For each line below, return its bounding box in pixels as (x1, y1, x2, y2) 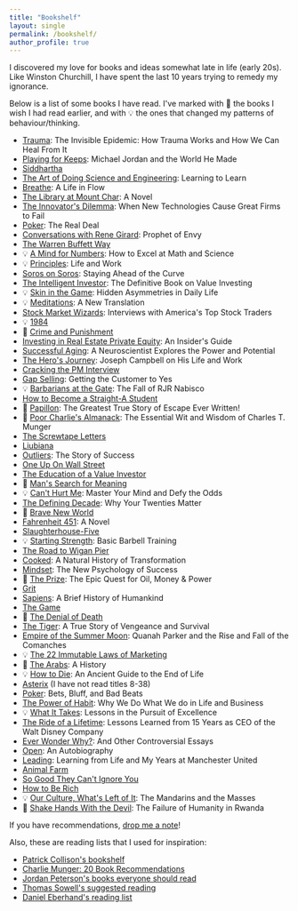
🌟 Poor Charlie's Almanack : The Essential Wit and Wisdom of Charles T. (21, 412, 286, 423)
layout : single (9, 21, 66, 30)
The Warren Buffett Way (21, 239, 111, 250)
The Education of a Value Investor (21, 468, 147, 480)
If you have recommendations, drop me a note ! (9, 819, 181, 831)
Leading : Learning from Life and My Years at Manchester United (21, 755, 258, 765)
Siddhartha (21, 164, 63, 174)
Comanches (21, 640, 67, 651)
